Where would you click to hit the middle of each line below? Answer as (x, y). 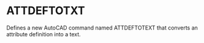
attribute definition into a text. (43, 34)
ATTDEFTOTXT (46, 11)
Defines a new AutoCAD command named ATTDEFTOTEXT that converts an (102, 28)
